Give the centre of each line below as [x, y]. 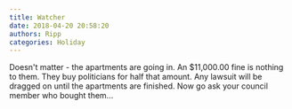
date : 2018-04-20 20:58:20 [59, 26]
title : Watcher [37, 17]
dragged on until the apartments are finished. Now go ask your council [139, 86]
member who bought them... [61, 96]
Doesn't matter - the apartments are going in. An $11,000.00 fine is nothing [146, 67]
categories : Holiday [48, 42]
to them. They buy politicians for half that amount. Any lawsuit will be [136, 77]
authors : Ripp [36, 34]
